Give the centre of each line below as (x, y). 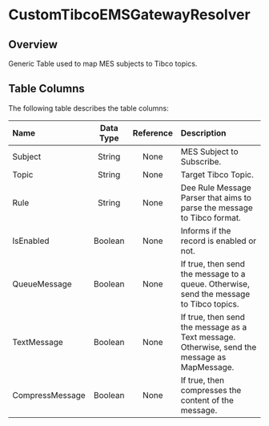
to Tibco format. (211, 217)
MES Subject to (209, 152)
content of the (207, 400)
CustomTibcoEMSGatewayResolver (129, 15)
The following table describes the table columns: (89, 108)
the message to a (213, 274)
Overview (33, 45)
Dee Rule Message (216, 188)
